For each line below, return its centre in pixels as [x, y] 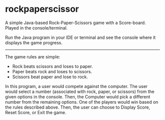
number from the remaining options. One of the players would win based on [82, 102]
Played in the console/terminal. [36, 28]
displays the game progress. [34, 42]
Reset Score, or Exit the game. [36, 112]
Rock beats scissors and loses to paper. [53, 66]
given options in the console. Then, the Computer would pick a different [78, 96]
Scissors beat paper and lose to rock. [50, 77]
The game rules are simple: [33, 57]
